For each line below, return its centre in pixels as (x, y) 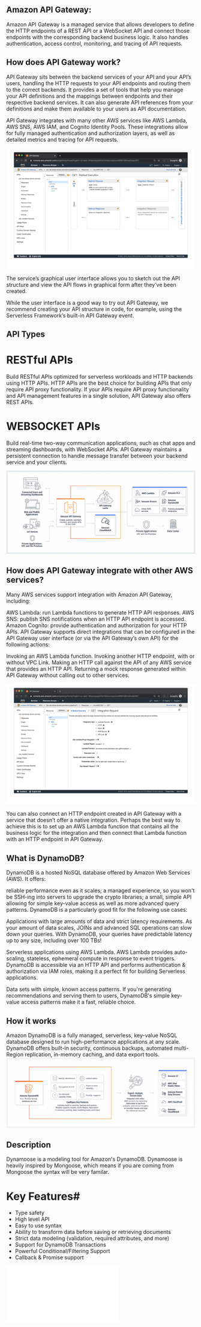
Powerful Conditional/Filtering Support (62, 1251)
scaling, (16, 958)
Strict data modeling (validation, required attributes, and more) (92, 1238)
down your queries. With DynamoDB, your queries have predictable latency (99, 934)
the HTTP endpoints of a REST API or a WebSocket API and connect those (98, 31)
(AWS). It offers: (26, 879)
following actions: (28, 644)
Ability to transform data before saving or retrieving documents (93, 1232)
